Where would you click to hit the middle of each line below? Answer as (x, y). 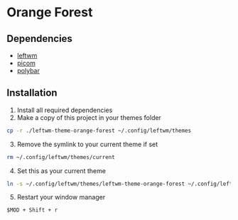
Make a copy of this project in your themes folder (89, 117)
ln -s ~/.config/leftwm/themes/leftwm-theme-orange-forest (96, 184)
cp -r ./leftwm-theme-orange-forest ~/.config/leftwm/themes (99, 131)
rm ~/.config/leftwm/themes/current (61, 157)
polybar (28, 71)
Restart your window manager (61, 197)
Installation (32, 93)
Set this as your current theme (61, 170)
